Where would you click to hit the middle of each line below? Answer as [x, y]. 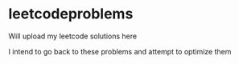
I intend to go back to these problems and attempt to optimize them [120, 51]
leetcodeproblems [71, 14]
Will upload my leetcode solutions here [73, 36]
